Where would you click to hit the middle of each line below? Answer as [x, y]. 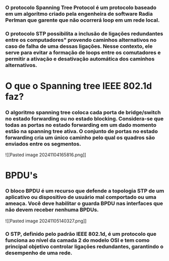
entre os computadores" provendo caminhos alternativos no [81, 40]
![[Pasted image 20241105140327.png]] [46, 221]
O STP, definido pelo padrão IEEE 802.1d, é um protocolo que [81, 234]
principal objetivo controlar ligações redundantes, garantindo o [84, 246]
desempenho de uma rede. [39, 252]
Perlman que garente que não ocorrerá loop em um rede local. [82, 20]
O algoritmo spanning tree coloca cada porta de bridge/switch [83, 112]
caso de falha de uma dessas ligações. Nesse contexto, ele [79, 46]
